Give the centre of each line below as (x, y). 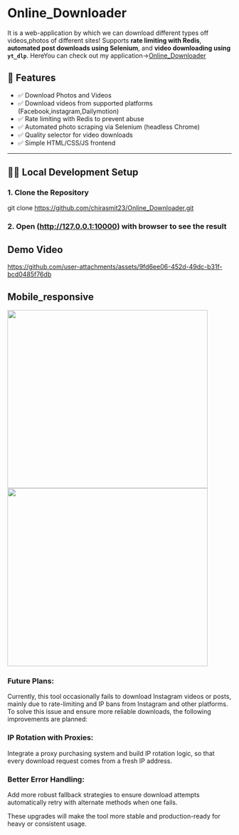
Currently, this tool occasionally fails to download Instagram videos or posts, (119, 697)
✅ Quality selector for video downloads (75, 135)
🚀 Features (32, 78)
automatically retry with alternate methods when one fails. (92, 802)
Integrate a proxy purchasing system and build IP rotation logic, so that (111, 753)
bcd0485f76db (30, 274)
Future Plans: (31, 680)
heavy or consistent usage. (47, 824)
